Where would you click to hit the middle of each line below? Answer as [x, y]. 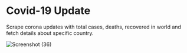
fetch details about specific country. [50, 33]
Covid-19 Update [48, 11]
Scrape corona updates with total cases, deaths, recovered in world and [94, 27]
